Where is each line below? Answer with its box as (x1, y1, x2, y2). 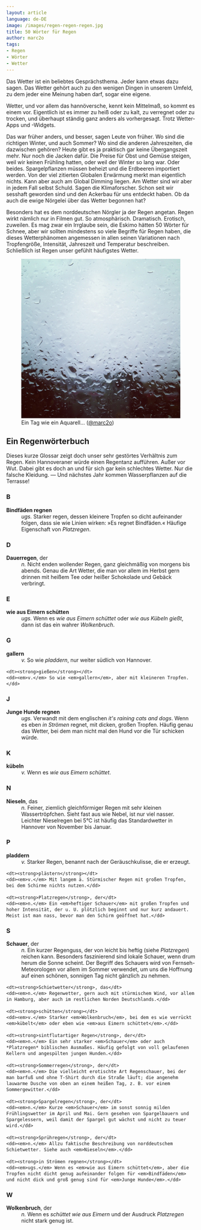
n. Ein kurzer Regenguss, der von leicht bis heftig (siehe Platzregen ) (21, 947, 190, 954)
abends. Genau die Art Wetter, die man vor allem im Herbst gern (21, 567, 180, 574)
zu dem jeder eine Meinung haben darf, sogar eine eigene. (6, 90, 151, 97)
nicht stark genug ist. (21, 1217, 74, 1225)
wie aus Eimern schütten (6, 608, 70, 616)
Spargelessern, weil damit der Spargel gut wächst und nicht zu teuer (6, 1117, 187, 1123)
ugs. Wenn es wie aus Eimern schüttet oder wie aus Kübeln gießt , (21, 615, 184, 622)
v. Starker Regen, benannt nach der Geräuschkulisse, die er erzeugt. (21, 858, 191, 865)
